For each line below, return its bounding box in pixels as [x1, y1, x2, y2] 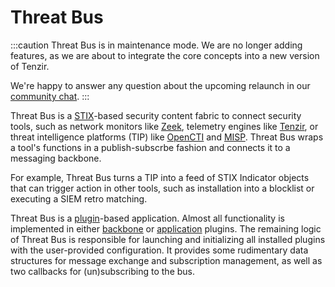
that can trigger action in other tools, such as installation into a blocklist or [10, 182, 315, 194]
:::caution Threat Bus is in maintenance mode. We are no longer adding [10, 39, 303, 51]
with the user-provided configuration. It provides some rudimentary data [10, 244, 309, 256]
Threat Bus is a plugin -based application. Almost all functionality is [10, 212, 285, 224]
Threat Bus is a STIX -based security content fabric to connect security [10, 109, 302, 121]
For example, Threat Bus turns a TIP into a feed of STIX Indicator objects [10, 171, 310, 183]
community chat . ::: [10, 90, 90, 102]
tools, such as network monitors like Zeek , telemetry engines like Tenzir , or [10, 120, 319, 132]
